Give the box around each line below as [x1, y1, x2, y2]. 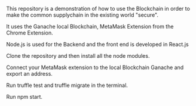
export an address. [6, 70, 53, 77]
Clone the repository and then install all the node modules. [6, 52, 150, 59]
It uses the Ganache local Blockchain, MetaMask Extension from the [6, 23, 174, 30]
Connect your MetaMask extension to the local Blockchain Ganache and [6, 64, 184, 71]
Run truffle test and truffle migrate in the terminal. [6, 82, 128, 89]
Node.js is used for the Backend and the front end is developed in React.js [6, 41, 189, 48]
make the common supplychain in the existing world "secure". [6, 11, 159, 18]
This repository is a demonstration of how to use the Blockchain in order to [6, 5, 190, 12]
